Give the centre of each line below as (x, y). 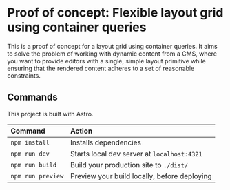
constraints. (24, 75)
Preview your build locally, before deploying (141, 176)
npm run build (34, 165)
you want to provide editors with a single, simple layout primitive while (107, 61)
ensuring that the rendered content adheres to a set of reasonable (101, 68)
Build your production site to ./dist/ (129, 165)
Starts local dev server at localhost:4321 (136, 154)
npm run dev (30, 154)
